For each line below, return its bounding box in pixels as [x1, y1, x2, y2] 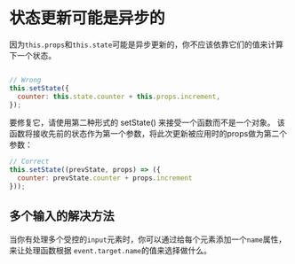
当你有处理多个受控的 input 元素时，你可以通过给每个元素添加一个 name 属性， [9, 234, 287, 245]
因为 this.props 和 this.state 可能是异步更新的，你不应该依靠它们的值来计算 [9, 39, 284, 50]
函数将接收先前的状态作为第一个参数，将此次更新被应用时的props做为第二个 [9, 128, 287, 139]
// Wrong [9, 75, 42, 84]
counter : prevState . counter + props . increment [17, 174, 193, 182]
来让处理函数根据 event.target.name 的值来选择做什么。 [9, 245, 211, 255]
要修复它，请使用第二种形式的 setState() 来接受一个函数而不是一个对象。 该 [9, 117, 286, 128]
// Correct [9, 157, 50, 167]
